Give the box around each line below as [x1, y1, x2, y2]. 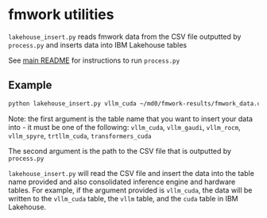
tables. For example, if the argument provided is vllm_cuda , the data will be [8, 185, 253, 195]
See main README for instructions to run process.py [8, 55, 180, 65]
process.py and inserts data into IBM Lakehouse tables [8, 40, 188, 49]
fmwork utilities [8, 6, 114, 24]
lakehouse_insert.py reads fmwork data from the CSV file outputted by [8, 32, 242, 41]
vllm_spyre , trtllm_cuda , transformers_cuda [8, 131, 153, 140]
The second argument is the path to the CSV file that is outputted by [8, 146, 232, 155]
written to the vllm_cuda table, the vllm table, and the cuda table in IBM [8, 193, 238, 203]
